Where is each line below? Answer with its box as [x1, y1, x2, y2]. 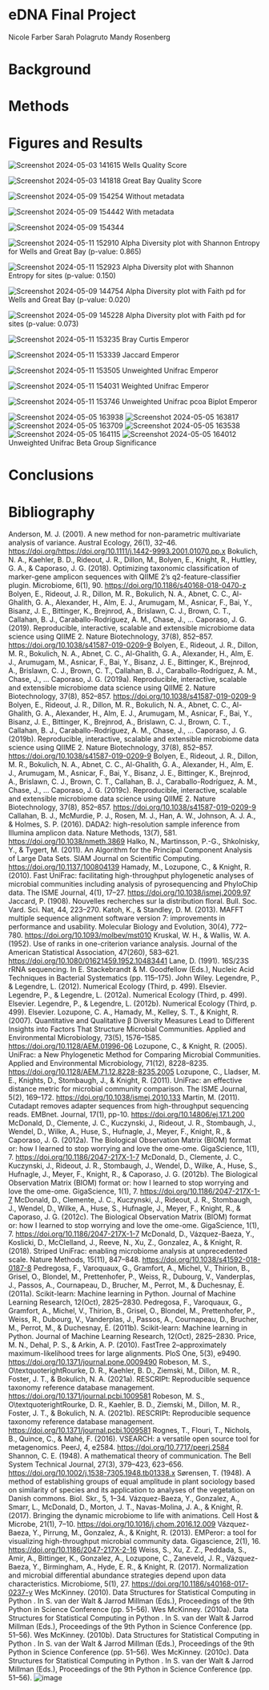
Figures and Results [8, 134, 143, 152]
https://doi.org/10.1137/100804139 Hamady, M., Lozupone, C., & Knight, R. [8, 862, 251, 872]
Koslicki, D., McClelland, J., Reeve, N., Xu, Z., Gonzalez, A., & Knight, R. [8, 1238, 243, 1247]
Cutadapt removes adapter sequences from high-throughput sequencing [8, 1101, 249, 1111]
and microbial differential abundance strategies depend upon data [8, 1570, 227, 1580]
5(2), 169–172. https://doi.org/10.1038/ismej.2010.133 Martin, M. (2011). [8, 1092, 240, 1102]
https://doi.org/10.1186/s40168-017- [131, 1579, 249, 1589]
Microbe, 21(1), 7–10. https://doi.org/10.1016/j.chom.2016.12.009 [8, 1520, 216, 1529]
